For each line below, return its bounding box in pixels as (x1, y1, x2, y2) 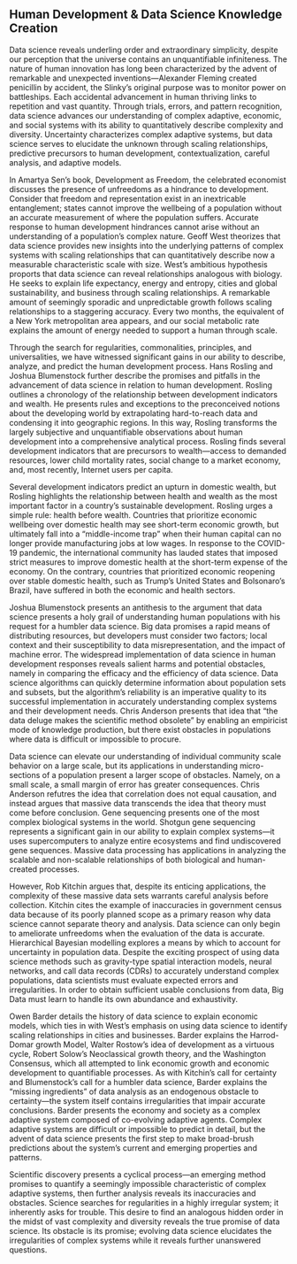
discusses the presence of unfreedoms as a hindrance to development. (9, 183, 270, 194)
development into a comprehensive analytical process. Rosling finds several (9, 435, 286, 446)
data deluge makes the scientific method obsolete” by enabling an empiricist (9, 714, 288, 725)
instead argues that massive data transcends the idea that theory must (9, 798, 267, 808)
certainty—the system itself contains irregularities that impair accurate (9, 1095, 266, 1106)
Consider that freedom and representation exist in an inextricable (9, 193, 247, 204)
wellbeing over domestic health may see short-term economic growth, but (9, 519, 279, 529)
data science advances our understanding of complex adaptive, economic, (9, 110, 282, 120)
